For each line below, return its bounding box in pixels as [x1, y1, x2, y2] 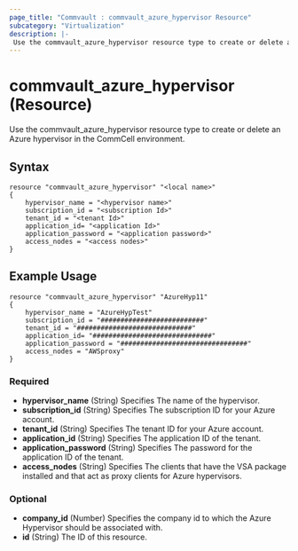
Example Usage [9, 269, 98, 284]
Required [9, 374, 50, 387]
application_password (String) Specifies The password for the [21, 443, 253, 453]
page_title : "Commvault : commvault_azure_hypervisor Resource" [9, 12, 252, 22]
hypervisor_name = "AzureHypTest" [25, 308, 153, 317]
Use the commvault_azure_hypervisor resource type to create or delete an [9, 124, 281, 135]
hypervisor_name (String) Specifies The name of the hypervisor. [21, 396, 260, 406]
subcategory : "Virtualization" [9, 21, 125, 30]
